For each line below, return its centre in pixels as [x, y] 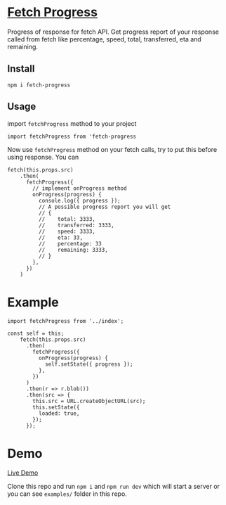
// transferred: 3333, [76, 225]
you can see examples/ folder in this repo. [67, 494]
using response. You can [43, 157]
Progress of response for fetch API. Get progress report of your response [113, 32]
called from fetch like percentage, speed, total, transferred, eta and [104, 39]
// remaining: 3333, [73, 250]
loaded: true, [59, 413]
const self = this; [36, 333]
